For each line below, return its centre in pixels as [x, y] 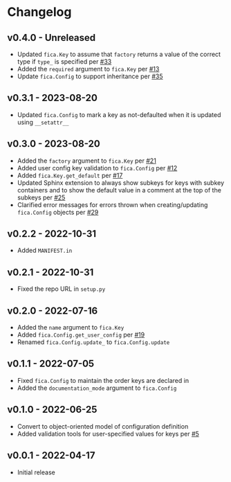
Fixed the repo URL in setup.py [61, 289]
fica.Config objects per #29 [58, 212]
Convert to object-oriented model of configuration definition [103, 426]
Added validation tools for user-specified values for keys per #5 [108, 434]
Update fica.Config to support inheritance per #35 [90, 76]
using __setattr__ [43, 122]
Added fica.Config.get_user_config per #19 [81, 335]
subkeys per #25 [41, 197]
